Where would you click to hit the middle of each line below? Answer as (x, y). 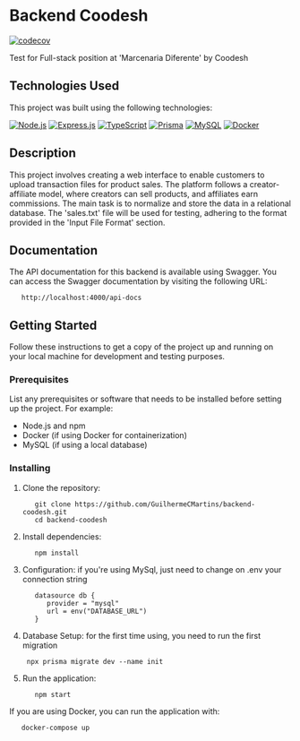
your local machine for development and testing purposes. (117, 357)
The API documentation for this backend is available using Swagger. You (143, 272)
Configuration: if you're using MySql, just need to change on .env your (152, 569)
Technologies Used (64, 86)
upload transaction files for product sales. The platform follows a (129, 184)
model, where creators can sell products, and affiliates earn (149, 194)
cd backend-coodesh (71, 520)
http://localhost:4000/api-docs (81, 298)
